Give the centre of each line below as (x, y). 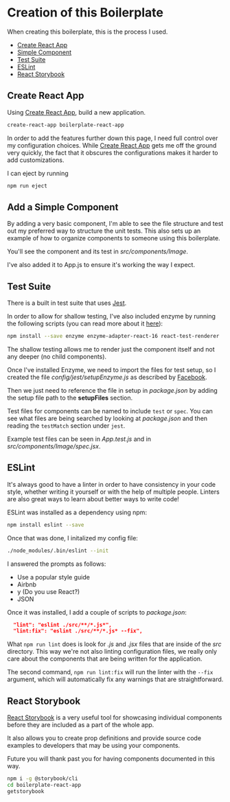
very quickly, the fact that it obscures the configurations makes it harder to (113, 152)
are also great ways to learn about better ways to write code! (93, 499)
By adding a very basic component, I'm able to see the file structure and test (115, 224)
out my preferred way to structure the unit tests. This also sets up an (104, 231)
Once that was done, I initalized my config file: (73, 538)
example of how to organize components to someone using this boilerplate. (114, 238)
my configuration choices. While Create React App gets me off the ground (112, 145)
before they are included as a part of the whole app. (81, 725)
